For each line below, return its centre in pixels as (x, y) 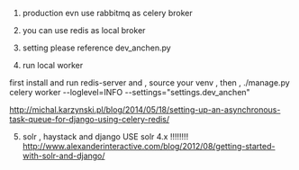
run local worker (53, 65)
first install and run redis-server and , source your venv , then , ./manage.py (149, 83)
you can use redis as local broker (84, 30)
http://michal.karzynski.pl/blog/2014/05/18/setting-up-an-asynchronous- (145, 110)
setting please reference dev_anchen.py (96, 48)
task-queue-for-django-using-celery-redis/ (90, 119)
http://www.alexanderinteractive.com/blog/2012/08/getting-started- (149, 146)
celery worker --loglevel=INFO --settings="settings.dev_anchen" (130, 92)
